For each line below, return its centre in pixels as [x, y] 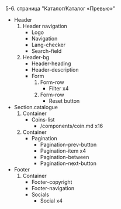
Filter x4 [59, 88]
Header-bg [36, 57]
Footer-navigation [53, 188]
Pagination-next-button [68, 163]
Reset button [64, 101]
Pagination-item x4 [63, 151]
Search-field [46, 51]
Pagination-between [65, 157]
